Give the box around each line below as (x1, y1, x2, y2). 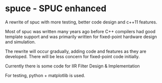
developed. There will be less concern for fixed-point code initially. (5, 53, 140, 59)
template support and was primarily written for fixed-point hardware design (5, 34, 158, 40)
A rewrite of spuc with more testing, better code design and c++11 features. (5, 19, 158, 25)
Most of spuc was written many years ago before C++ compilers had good (5, 28, 156, 34)
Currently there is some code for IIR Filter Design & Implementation (5, 63, 140, 69)
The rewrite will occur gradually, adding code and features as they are (5, 48, 147, 54)
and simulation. (5, 39, 36, 44)
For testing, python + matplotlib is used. (5, 72, 86, 78)
